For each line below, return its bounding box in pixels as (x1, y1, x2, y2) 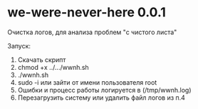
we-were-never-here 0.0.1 (7, 4, 166, 21)
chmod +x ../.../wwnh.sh (17, 63, 89, 71)
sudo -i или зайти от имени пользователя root (17, 78, 157, 86)
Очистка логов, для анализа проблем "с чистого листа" (7, 28, 177, 36)
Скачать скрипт (17, 55, 66, 64)
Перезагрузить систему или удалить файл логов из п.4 (17, 93, 185, 102)
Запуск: (7, 41, 31, 50)
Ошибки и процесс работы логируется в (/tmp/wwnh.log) (17, 85, 192, 94)
